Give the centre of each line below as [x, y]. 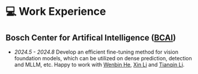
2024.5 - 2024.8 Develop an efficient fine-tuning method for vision [96, 52]
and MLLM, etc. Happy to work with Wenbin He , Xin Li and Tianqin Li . [99, 64]
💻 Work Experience [56, 12]
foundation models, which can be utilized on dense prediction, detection [103, 58]
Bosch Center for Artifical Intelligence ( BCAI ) [91, 37]
